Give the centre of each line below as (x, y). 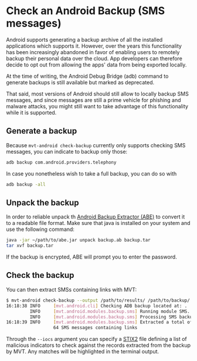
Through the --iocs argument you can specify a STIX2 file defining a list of (97, 339)
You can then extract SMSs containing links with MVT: (71, 289)
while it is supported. (31, 112)
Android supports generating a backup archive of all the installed (84, 39)
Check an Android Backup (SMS (86, 11)
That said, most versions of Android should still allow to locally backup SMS (97, 94)
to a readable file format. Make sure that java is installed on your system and (98, 223)
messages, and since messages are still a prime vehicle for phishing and (94, 100)
